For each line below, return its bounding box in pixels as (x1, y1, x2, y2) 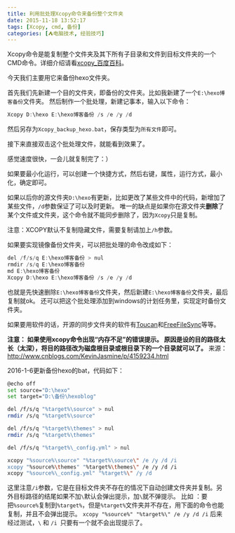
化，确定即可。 (7, 178, 51, 187)
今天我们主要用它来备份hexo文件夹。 (7, 74, 114, 82)
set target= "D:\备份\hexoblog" (7, 393, 97, 400)
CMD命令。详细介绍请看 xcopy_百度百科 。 (7, 59, 128, 67)
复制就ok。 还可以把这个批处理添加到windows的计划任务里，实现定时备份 (7, 296, 220, 305)
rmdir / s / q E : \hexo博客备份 (7, 261, 86, 268)
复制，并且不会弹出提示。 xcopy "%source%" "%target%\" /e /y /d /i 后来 (7, 510, 223, 518)
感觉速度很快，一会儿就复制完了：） (7, 155, 112, 163)
